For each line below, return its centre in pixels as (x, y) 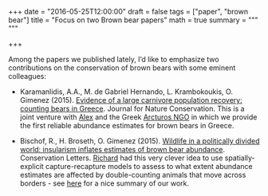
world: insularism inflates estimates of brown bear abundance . (122, 149)
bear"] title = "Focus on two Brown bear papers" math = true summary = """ (133, 20)
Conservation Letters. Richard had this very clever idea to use (121, 158)
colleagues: (27, 76)
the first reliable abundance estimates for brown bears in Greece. (127, 125)
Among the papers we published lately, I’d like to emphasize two (114, 59)
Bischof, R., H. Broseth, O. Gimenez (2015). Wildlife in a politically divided (140, 141)
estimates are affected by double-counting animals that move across (133, 175)
